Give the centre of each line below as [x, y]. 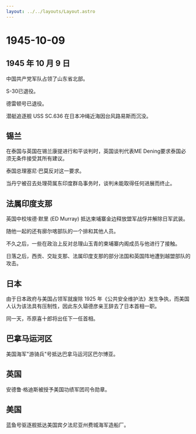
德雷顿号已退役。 [27, 104]
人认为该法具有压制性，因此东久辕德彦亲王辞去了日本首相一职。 [83, 306]
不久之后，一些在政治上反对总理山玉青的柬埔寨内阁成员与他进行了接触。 [93, 244]
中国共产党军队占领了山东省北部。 [47, 78]
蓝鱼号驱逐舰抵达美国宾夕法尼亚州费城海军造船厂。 [68, 425]
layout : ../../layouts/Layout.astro [51, 11]
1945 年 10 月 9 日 [38, 63]
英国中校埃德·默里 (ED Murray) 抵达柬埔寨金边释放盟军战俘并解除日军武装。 [97, 219]
